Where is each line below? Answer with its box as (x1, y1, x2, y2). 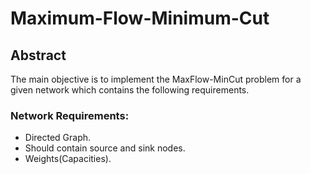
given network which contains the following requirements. (10, 84, 250, 96)
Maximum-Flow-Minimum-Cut (10, 7, 270, 30)
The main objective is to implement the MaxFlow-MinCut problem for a (10, 73, 302, 85)
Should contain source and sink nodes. (24, 142, 186, 154)
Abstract (10, 47, 67, 64)
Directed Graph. (24, 132, 92, 144)
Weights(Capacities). (24, 153, 112, 165)
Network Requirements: (10, 108, 130, 122)
